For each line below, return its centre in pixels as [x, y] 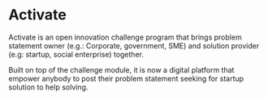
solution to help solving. [48, 87]
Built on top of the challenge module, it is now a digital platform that [121, 69]
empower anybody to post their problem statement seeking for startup [126, 78]
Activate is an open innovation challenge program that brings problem [125, 37]
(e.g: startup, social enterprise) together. [76, 54]
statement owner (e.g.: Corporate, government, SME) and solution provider [134, 45]
